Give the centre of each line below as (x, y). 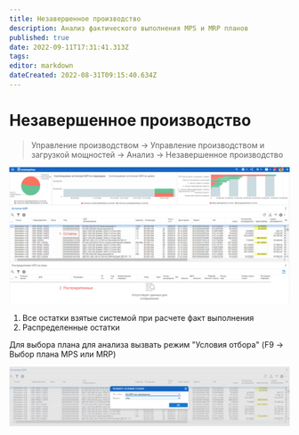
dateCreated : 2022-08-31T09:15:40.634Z (83, 76)
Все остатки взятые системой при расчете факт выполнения (138, 317)
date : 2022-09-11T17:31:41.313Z (69, 47)
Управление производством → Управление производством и (148, 145)
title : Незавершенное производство (75, 19)
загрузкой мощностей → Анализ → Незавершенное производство (157, 154)
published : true (39, 37)
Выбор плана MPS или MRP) (63, 354)
